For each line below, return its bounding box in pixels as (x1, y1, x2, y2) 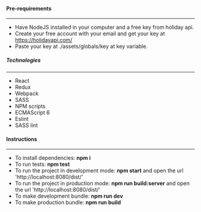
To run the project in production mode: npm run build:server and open (14, 180, 190, 187)
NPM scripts (14, 102, 46, 110)
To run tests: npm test (14, 160, 70, 168)
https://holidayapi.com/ (14, 37, 73, 44)
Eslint (14, 116, 29, 123)
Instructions (6, 135, 38, 143)
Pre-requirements (6, 5, 52, 12)
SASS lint (14, 122, 38, 129)
